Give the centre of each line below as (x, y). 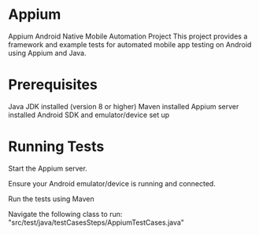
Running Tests (56, 147)
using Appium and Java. (47, 53)
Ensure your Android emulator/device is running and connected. (112, 183)
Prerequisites (53, 85)
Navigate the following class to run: (65, 214)
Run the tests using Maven (51, 199)
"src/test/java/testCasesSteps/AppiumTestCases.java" (96, 222)
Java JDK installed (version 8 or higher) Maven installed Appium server (124, 106)
